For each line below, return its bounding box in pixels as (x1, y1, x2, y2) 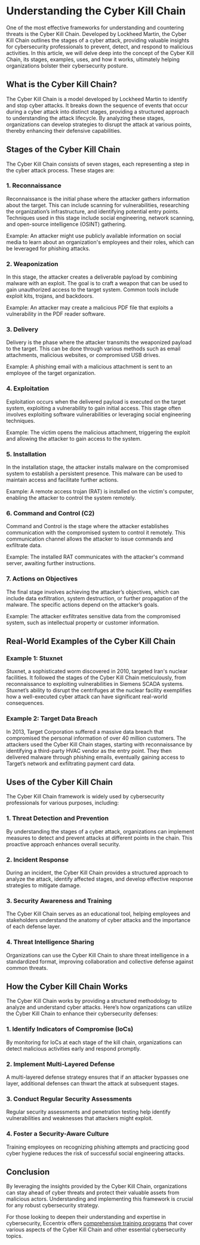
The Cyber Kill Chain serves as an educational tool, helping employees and (6, 910, 191, 917)
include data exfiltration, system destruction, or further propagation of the (6, 594, 188, 602)
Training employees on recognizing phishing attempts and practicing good (6, 1143, 189, 1151)
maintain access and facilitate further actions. (6, 477, 119, 484)
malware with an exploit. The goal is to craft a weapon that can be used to (6, 280, 188, 287)
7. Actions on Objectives (6, 575, 78, 583)
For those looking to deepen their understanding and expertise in (6, 1213, 166, 1220)
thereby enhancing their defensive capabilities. (6, 127, 122, 134)
